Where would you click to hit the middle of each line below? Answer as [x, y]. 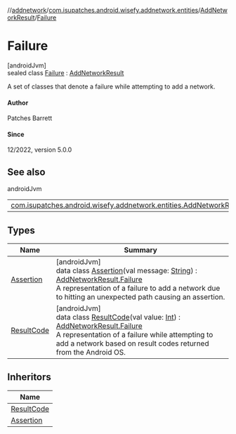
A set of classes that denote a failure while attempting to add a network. [111, 86]
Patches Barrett [30, 118]
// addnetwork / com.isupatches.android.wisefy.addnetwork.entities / [104, 10]
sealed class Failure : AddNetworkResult [66, 72]
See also [26, 172]
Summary [141, 250]
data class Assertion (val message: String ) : [127, 270]
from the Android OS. [91, 352]
